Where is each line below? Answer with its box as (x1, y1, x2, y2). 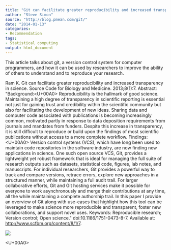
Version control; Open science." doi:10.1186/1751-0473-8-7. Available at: (5, 214, 155, 221)
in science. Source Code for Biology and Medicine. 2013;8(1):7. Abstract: (5, 85, 157, 91)
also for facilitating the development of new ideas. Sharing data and (5, 107, 148, 113)
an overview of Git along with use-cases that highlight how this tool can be (5, 199, 162, 205)
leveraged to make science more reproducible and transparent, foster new (5, 204, 161, 210)
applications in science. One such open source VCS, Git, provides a (5, 150, 147, 156)
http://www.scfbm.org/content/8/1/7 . (5, 220, 82, 226)
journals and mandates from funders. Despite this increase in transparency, (5, 123, 163, 129)
